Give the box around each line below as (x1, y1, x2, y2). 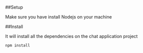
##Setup (5, 4, 24, 10)
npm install (5, 43, 30, 48)
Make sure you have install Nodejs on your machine (5, 14, 112, 19)
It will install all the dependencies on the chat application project (5, 33, 138, 39)
